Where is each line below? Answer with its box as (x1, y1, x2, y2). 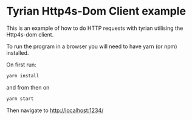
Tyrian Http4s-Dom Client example (6, 4, 187, 18)
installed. (6, 49, 29, 56)
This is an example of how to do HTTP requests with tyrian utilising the (6, 24, 183, 32)
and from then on (6, 83, 50, 91)
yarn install (6, 72, 39, 79)
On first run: (6, 61, 36, 68)
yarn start (6, 96, 34, 102)
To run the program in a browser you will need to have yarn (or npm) (6, 43, 177, 50)
